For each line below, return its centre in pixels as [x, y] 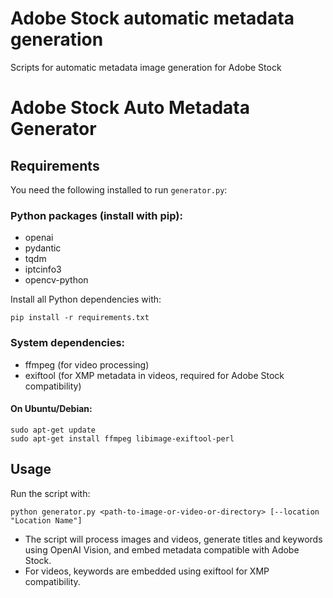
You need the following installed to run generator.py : [119, 189]
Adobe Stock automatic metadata [152, 18]
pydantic [43, 248]
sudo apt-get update [53, 430]
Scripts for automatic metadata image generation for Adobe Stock [146, 67]
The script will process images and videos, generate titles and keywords [173, 539]
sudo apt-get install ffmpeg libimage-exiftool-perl [122, 438]
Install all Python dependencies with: [86, 299]
